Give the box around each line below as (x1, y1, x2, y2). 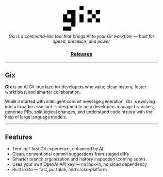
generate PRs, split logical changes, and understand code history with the (5, 109, 153, 115)
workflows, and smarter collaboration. (5, 89, 81, 95)
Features (5, 133, 33, 141)
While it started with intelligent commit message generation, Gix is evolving (5, 98, 155, 104)
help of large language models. (5, 114, 67, 120)
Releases (70, 50, 93, 57)
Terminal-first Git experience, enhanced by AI (12, 145, 103, 152)
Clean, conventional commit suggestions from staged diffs (12, 151, 130, 157)
